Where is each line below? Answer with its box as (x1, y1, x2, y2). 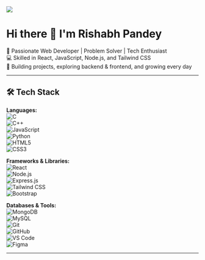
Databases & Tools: (6, 201, 57, 209)
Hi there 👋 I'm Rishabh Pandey (6, 27, 162, 41)
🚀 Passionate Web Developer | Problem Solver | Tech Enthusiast (6, 47, 167, 54)
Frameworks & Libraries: (6, 157, 70, 165)
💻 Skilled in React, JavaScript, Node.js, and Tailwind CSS (6, 54, 151, 61)
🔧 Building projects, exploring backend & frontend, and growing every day (6, 62, 192, 70)
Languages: (6, 106, 38, 114)
